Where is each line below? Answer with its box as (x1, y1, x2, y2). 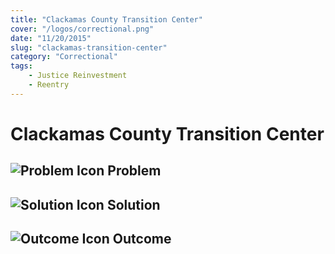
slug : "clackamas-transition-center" (10, 42, 168, 53)
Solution (106, 196, 161, 213)
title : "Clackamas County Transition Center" (10, 14, 203, 25)
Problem (107, 162, 162, 180)
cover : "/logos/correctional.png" (10, 24, 155, 34)
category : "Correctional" (10, 52, 118, 62)
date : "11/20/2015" (10, 33, 92, 43)
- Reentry (28, 80, 70, 90)
